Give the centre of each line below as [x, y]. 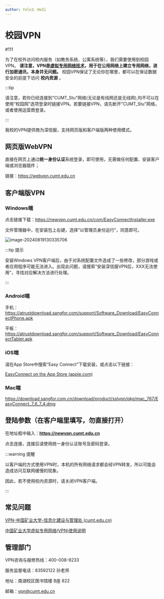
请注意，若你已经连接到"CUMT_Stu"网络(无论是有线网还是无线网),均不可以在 [82, 97]
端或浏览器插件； [22, 166]
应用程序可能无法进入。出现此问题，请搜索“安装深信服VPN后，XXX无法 [81, 266]
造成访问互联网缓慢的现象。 [33, 470]
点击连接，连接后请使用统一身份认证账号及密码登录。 [59, 443]
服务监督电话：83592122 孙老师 [37, 571]
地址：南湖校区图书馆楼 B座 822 [37, 581]
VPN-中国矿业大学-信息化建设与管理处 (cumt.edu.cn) [59, 520]
